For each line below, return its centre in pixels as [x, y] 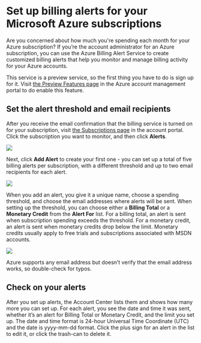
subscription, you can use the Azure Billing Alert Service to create [88, 53]
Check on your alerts [46, 288]
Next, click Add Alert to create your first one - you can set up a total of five [99, 159]
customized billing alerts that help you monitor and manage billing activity [97, 59]
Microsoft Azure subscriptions [84, 24]
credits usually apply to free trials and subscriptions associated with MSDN [99, 233]
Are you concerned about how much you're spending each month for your [98, 40]
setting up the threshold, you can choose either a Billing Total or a [88, 207]
